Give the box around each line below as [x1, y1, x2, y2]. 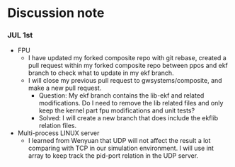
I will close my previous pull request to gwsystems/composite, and [28, 76, 222, 85]
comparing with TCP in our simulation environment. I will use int [28, 144, 214, 153]
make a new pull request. [28, 83, 102, 93]
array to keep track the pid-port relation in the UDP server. [28, 151, 199, 160]
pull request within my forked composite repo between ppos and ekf [28, 62, 228, 70]
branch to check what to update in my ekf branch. [28, 69, 175, 77]
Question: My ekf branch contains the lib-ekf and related [38, 91, 205, 100]
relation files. [38, 122, 76, 130]
